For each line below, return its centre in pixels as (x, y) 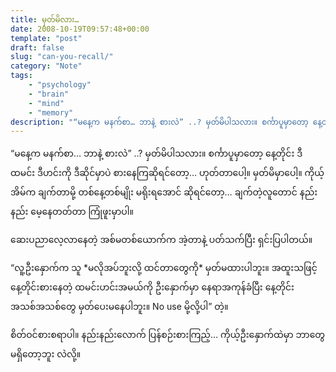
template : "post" (46, 38)
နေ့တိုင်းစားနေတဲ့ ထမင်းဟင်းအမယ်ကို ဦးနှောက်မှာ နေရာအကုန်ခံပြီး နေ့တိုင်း (152, 287)
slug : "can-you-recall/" (62, 57)
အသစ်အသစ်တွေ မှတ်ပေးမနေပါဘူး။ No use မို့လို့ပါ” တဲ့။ (119, 307)
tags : (21, 76)
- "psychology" (60, 85)
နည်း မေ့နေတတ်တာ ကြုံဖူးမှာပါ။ (72, 212)
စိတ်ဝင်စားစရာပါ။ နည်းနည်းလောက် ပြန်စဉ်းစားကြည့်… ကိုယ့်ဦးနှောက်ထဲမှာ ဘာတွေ (168, 335)
